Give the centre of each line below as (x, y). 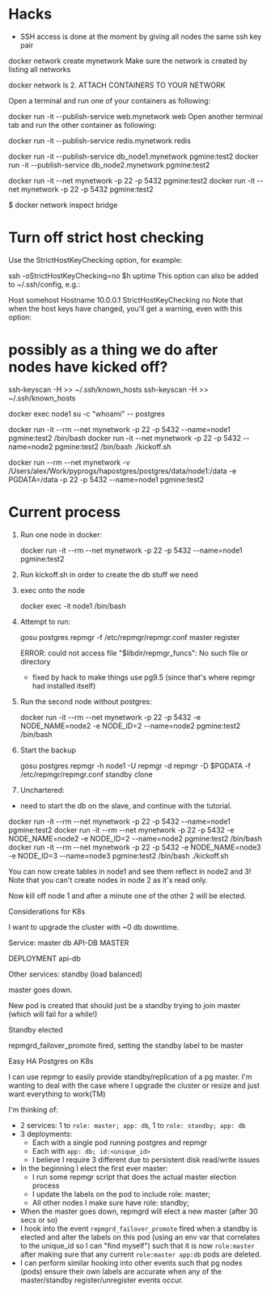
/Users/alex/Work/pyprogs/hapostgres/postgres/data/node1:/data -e (123, 471)
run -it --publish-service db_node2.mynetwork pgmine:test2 (109, 165)
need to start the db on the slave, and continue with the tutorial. (126, 805)
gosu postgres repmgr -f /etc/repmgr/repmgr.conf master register (130, 637)
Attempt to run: (45, 621)
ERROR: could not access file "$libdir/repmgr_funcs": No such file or (134, 653)
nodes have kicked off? (88, 367)
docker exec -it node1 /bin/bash (73, 606)
